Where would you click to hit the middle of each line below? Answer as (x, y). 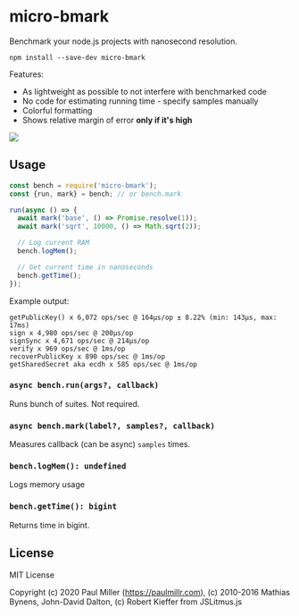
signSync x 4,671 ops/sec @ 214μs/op (79, 341)
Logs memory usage (47, 485)
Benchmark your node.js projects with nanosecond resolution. (124, 41)
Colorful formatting (57, 110)
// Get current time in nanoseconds (85, 267)
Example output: (39, 300)
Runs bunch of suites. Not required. (75, 403)
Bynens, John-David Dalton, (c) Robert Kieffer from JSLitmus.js (126, 602)
